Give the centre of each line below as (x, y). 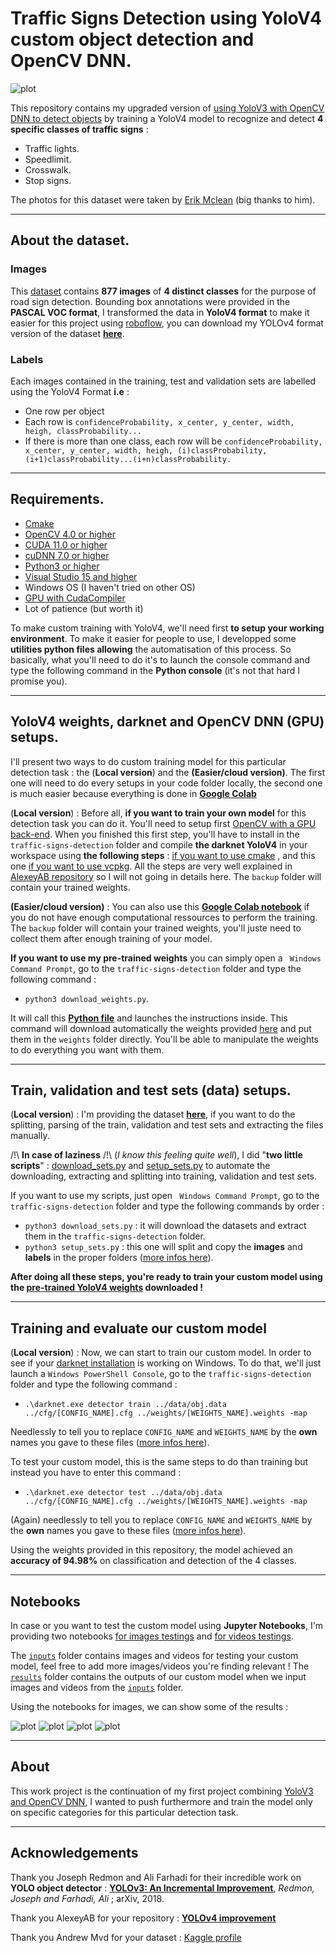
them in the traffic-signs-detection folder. (115, 1236)
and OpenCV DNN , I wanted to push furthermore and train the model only (161, 1801)
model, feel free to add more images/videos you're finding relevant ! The (160, 1666)
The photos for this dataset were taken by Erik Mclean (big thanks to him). (163, 199)
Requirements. (57, 499)
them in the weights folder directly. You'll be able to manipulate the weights (164, 1039)
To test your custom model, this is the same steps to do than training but (159, 1462)
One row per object (64, 411)
